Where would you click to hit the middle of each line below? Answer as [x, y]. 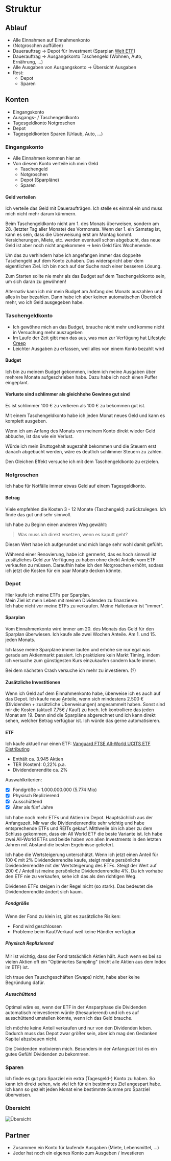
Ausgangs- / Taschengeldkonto [46, 117]
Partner [18, 1135]
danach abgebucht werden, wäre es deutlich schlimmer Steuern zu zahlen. [84, 452]
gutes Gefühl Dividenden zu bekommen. [48, 1054]
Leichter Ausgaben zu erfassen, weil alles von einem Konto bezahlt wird [88, 348]
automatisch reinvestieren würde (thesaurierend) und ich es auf [72, 1012]
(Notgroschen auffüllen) [38, 46]
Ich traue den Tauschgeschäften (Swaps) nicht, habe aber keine [73, 977]
